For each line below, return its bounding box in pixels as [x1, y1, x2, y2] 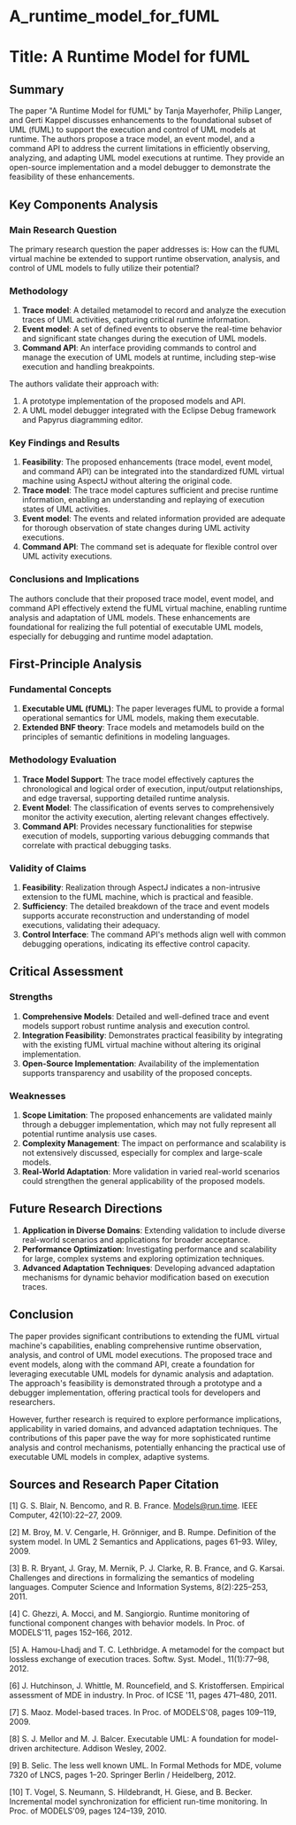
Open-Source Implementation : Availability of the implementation [21, 1057, 260, 1069]
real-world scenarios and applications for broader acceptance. [21, 1234, 251, 1244]
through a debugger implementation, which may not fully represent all [21, 1119, 277, 1130]
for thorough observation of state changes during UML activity [21, 523, 250, 534]
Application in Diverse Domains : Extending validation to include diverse [21, 1225, 285, 1236]
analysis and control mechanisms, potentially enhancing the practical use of [9, 1442, 285, 1453]
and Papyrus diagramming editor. [21, 415, 143, 425]
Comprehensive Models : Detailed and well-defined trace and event [21, 1010, 269, 1021]
